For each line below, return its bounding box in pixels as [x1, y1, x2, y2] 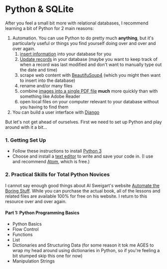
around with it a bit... [5, 124, 47, 130]
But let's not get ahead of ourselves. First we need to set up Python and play [5, 119, 162, 125]
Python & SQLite [5, 3, 74, 15]
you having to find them [19, 104, 69, 110]
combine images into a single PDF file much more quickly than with [19, 88, 158, 94]
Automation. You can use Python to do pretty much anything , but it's [12, 35, 154, 41]
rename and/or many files [19, 82, 73, 88]
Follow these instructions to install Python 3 [12, 148, 102, 154]
